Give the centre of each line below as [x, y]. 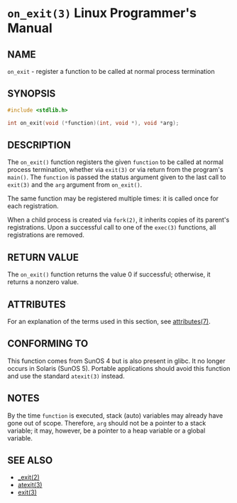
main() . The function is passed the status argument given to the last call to [117, 177]
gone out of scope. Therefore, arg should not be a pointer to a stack [107, 423]
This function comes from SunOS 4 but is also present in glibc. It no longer [116, 361]
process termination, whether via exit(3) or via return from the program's [115, 170]
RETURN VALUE [43, 257]
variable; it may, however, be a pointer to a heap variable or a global [106, 431]
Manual [30, 28]
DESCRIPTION [39, 145]
